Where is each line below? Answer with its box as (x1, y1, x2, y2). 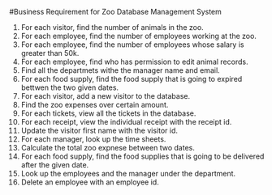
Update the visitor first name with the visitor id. (20, 125, 178, 135)
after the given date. (20, 160, 89, 169)
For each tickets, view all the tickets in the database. (20, 108, 196, 118)
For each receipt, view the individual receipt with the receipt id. (20, 117, 232, 126)
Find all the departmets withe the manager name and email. (20, 66, 220, 75)
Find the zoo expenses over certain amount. (20, 100, 169, 109)
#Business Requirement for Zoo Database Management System (9, 7, 222, 16)
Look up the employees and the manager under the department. (20, 169, 236, 178)
